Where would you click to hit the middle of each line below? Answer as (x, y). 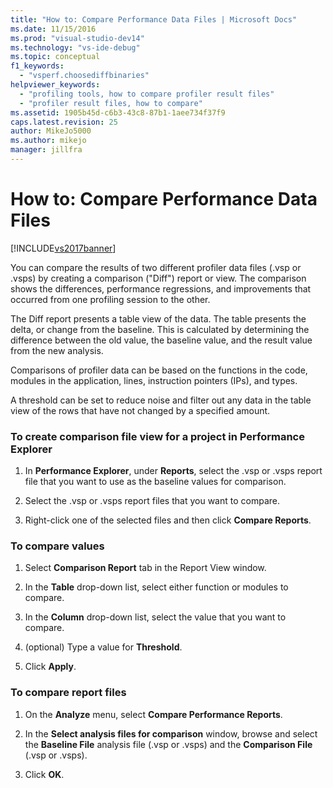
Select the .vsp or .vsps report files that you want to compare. (152, 501)
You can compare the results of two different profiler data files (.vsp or (156, 267)
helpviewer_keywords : (55, 85)
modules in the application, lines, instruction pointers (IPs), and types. (154, 380)
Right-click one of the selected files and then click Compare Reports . (168, 520)
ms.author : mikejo (48, 141)
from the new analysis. (57, 350)
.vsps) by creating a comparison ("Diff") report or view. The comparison (158, 278)
